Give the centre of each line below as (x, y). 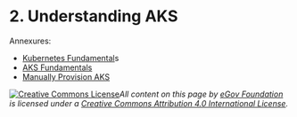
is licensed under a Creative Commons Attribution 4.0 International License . (148, 103)
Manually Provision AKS (66, 76)
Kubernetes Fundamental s (70, 58)
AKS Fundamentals (57, 67)
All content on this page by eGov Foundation (201, 94)
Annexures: (30, 41)
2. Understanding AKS (94, 16)
